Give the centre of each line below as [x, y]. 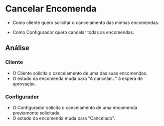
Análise [17, 48]
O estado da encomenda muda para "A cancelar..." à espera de [77, 78]
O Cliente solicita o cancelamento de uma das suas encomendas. [80, 73]
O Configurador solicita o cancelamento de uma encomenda [75, 107]
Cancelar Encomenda [51, 9]
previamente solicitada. [37, 112]
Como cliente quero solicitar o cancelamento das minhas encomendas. [86, 22]
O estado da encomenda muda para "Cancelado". [64, 118]
